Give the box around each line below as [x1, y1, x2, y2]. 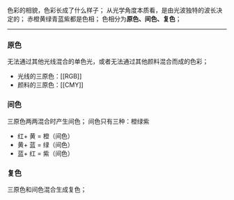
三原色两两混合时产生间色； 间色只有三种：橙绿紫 [7, 117, 150, 125]
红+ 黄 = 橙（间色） [17, 131, 75, 140]
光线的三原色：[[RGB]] [17, 72, 82, 81]
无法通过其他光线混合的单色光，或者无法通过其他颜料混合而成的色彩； [7, 58, 209, 66]
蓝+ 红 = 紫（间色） [17, 149, 75, 158]
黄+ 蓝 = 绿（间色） [17, 140, 75, 149]
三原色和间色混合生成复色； [7, 185, 87, 193]
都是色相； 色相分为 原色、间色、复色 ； [69, 15, 182, 23]
